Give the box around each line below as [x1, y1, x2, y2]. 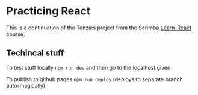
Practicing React [6, 4, 91, 18]
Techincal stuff [6, 48, 64, 58]
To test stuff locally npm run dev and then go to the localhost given [6, 64, 171, 71]
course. [6, 30, 25, 37]
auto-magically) [6, 82, 46, 89]
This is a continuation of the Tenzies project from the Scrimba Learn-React [6, 24, 191, 31]
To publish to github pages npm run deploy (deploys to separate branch [6, 75, 184, 82]
